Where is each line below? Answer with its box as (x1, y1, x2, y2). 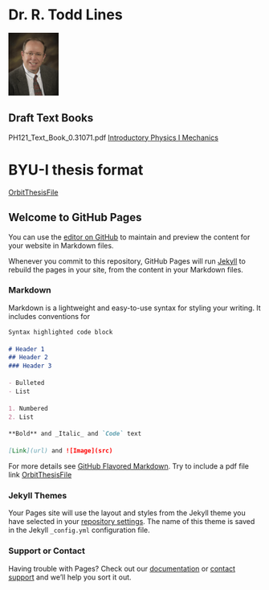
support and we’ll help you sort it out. (8, 572, 132, 582)
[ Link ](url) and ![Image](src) (8, 447, 113, 455)
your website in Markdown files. (8, 240, 114, 250)
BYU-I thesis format (8, 161, 144, 178)
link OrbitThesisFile (8, 469, 72, 479)
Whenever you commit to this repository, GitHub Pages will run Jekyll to (8, 256, 247, 266)
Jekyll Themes (8, 490, 67, 501)
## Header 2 (8, 354, 48, 362)
